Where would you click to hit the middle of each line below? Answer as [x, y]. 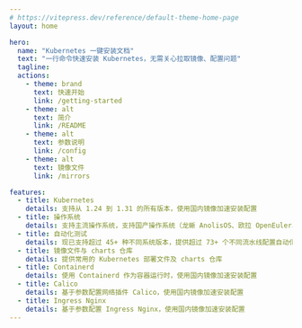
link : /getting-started [78, 101]
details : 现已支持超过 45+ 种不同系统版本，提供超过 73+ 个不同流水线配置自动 [157, 242]
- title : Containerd [56, 267]
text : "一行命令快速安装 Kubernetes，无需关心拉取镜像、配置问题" [129, 59]
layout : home [34, 26]
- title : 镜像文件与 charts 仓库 [75, 251]
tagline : [34, 67]
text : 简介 [52, 118]
